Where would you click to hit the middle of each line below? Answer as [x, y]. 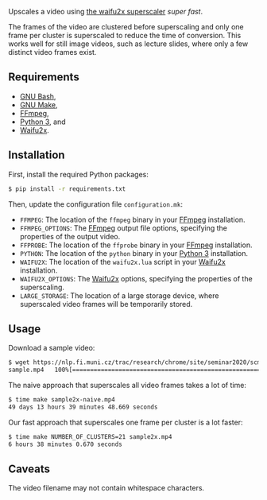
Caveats [29, 469]
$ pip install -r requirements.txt [67, 189]
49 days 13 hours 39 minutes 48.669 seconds [83, 407]
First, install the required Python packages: [79, 174]
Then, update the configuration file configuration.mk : [95, 204]
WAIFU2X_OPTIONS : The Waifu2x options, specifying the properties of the [136, 278]
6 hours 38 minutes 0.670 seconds [66, 444]
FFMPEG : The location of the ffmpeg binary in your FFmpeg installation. [132, 219]
